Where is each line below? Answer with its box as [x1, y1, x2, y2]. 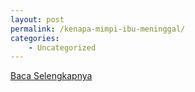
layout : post [10, 14, 65, 25]
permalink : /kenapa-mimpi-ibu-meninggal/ [10, 24, 186, 34]
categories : [10, 33, 60, 43]
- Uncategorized [28, 42, 97, 53]
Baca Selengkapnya [10, 70, 93, 82]
